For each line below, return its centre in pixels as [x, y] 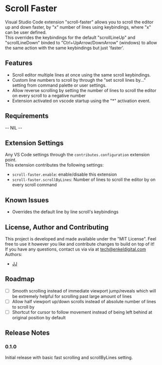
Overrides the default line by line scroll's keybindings [65, 212]
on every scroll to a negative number [49, 95]
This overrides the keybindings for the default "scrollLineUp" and [70, 37]
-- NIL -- [14, 128]
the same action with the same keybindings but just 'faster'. [65, 48]
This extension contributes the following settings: [54, 165]
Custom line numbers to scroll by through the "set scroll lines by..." [79, 80]
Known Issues [27, 200]
